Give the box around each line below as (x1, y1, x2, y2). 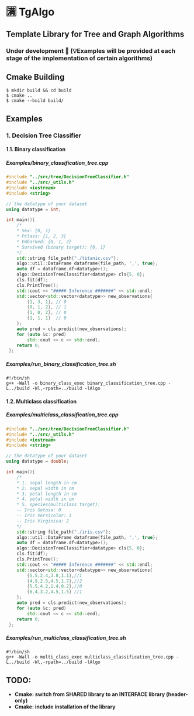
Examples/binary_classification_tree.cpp (6, 159, 109, 166)
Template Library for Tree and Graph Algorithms (6, 29, 185, 39)
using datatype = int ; (6, 206, 61, 212)
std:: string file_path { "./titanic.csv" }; (16, 255, 119, 261)
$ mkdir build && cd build (6, 87, 72, 94)
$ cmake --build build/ (6, 98, 64, 104)
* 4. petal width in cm (16, 496, 75, 502)
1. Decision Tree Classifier (6, 131, 82, 140)
